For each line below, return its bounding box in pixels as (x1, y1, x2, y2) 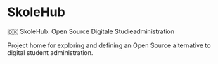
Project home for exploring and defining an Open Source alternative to (7, 41, 211, 49)
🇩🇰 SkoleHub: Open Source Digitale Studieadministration (7, 27, 174, 35)
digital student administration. (7, 48, 94, 56)
